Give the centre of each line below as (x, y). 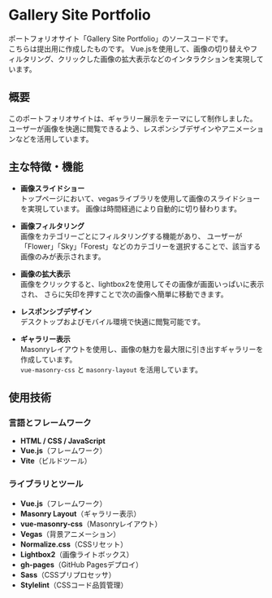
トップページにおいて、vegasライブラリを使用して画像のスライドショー (140, 198)
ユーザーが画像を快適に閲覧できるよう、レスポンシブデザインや (115, 129)
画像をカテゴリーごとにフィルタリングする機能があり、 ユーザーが (131, 236)
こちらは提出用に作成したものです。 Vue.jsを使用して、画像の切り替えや (130, 48)
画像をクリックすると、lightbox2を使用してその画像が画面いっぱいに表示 (142, 284)
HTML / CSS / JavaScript (63, 441)
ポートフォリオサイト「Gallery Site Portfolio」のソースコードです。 (121, 38)
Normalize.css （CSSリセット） (74, 544)
